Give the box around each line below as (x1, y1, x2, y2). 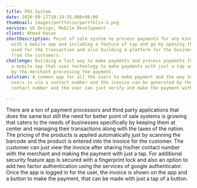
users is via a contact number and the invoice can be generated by (11, 80, 182, 86)
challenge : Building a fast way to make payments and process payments (6, 58, 185, 63)
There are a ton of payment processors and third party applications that (6, 106, 179, 113)
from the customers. (11, 52, 62, 58)
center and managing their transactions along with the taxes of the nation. (6, 125, 185, 132)
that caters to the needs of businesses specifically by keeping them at (6, 119, 176, 126)
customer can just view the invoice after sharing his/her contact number (6, 143, 181, 150)
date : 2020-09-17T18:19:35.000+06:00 (6, 14, 98, 20)
